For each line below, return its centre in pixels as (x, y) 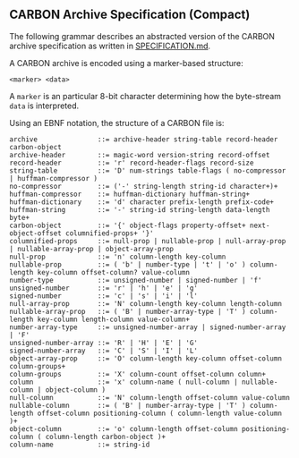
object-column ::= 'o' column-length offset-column (124, 428)
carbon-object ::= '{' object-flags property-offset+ (128, 225)
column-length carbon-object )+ (106, 437)
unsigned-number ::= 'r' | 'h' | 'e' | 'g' (104, 288)
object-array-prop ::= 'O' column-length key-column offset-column (145, 358)
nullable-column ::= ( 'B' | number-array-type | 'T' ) (128, 405)
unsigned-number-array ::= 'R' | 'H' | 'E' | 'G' (104, 343)
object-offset (36, 233)
